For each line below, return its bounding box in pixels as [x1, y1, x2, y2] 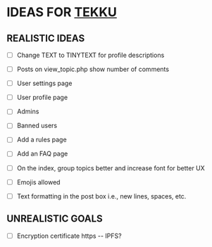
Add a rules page [16, 135, 68, 144]
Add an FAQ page [16, 149, 68, 158]
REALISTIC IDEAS [6, 32, 85, 44]
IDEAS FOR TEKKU [6, 4, 118, 20]
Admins [16, 107, 39, 116]
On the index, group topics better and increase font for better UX [16, 163, 205, 172]
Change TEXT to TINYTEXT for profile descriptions [16, 51, 165, 59]
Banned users [16, 121, 58, 130]
